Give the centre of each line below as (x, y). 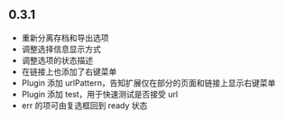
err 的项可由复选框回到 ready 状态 (84, 105)
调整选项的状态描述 (57, 60)
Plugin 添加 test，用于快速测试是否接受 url (100, 94)
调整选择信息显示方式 (61, 49)
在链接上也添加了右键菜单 (69, 71)
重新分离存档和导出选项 (65, 37)
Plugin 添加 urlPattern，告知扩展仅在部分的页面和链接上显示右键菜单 (148, 83)
